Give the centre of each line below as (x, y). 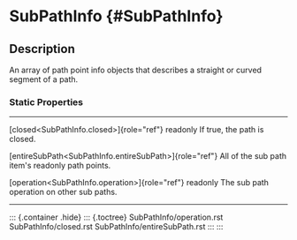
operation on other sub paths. (63, 192)
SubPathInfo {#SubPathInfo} (116, 16)
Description (42, 49)
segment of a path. (44, 79)
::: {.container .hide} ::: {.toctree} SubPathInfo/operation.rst (116, 217)
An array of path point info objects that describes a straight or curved (136, 70)
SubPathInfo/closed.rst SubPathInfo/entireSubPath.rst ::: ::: (116, 227)
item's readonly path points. (60, 166)
